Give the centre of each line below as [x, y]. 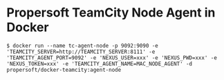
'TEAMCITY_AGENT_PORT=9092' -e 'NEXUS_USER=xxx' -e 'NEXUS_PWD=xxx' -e [112, 58]
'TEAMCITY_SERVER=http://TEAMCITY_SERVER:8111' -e [81, 52]
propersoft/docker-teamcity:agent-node [64, 70]
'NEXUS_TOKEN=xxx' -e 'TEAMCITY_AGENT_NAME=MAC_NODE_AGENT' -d [100, 63]
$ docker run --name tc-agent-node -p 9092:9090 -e [82, 46]
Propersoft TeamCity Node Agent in [111, 13]
